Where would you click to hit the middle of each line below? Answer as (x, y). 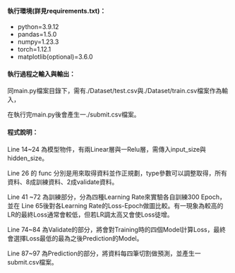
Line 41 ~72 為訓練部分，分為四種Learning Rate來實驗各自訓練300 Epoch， (116, 197)
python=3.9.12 (38, 27)
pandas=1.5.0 (37, 35)
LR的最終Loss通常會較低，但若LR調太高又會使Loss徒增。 (91, 214)
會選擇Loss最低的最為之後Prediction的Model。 (75, 238)
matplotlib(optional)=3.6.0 (55, 57)
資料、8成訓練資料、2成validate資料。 (63, 182)
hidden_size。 (28, 158)
